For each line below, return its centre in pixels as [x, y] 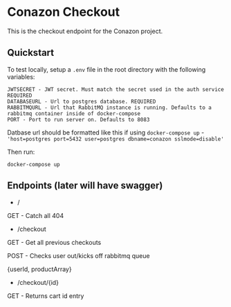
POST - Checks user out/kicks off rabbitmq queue [78, 255]
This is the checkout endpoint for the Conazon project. [85, 31]
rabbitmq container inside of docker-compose [74, 113]
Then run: [21, 152]
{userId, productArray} [39, 269]
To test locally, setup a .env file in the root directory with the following [107, 69]
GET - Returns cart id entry [46, 296]
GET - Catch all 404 [36, 215]
